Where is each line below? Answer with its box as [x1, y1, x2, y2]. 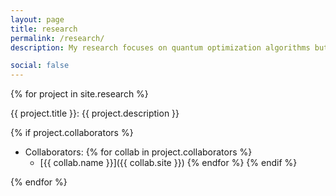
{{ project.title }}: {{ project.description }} [10, 107, 180, 120]
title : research [10, 24, 78, 34]
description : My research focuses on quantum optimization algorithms [10, 42, 311, 53]
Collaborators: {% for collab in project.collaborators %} [24, 146, 253, 158]
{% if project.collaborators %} [10, 127, 134, 139]
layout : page [10, 14, 65, 25]
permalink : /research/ [10, 33, 105, 43]
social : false [10, 61, 70, 71]
